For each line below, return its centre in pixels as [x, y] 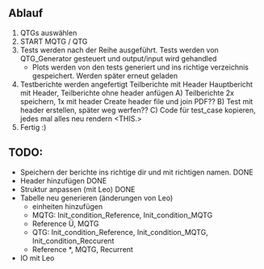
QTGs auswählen [48, 32]
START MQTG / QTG [54, 41]
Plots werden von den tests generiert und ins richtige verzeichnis [140, 67]
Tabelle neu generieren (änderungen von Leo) [96, 198]
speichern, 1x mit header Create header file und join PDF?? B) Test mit [136, 101]
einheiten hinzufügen [67, 206]
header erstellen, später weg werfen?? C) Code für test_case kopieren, [138, 110]
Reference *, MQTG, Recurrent [82, 249]
